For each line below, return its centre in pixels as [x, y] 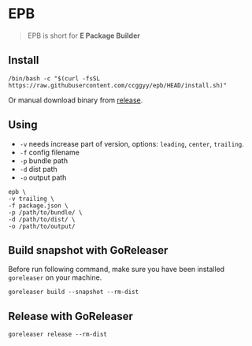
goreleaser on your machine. [55, 277]
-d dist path [38, 169]
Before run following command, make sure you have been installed [117, 270]
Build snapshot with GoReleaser [88, 250]
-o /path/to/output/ [42, 226]
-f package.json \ [38, 206]
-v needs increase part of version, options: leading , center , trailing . [132, 143]
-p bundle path [44, 160]
